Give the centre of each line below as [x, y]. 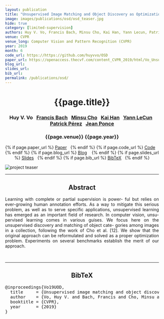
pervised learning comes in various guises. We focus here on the [82, 220]
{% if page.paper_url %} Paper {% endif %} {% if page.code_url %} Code [80, 147]
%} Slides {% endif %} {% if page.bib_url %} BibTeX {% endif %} [82, 158]
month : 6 [14, 50]
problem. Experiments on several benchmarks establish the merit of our [82, 241]
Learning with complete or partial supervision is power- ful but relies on [82, 199]
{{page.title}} [82, 102]
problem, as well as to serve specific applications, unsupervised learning [82, 209]
